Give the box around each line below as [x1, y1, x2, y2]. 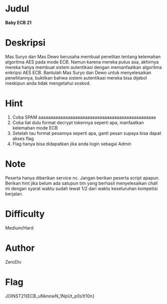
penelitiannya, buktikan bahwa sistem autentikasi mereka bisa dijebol [5, 74, 147, 80]
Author [5, 242, 35, 253]
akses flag [12, 135, 34, 141]
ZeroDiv [5, 258, 21, 265]
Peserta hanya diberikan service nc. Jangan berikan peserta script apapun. [5, 174, 160, 180]
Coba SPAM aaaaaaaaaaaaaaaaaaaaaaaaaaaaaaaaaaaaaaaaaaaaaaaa [12, 114, 156, 120]
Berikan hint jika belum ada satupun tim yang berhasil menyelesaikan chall [5, 180, 158, 186]
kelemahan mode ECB [12, 124, 58, 130]
